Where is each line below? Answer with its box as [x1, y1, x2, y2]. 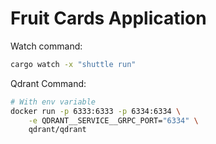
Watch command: [10, 40, 83, 52]
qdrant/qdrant [28, 125, 87, 135]
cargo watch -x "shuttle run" [10, 59, 137, 69]
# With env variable [10, 97, 97, 107]
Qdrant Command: [10, 77, 87, 89]
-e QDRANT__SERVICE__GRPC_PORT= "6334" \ [28, 115, 199, 126]
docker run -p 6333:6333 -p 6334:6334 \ [10, 106, 182, 116]
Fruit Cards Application [10, 7, 207, 30]
